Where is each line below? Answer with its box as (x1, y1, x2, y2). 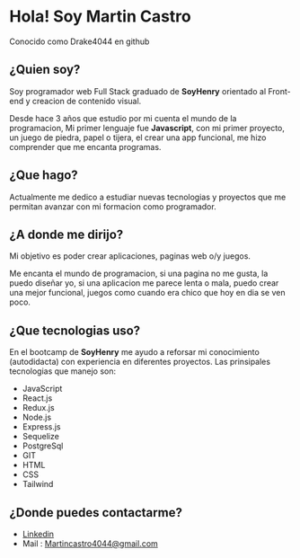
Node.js (22, 412, 52, 423)
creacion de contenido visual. (31, 95, 142, 106)
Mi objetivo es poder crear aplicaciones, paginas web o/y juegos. (9, 251, 251, 261)
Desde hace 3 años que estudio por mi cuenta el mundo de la (9, 112, 237, 123)
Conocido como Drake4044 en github (9, 36, 150, 47)
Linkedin (22, 528, 55, 539)
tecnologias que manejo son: (9, 366, 117, 376)
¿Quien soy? (9, 62, 81, 77)
